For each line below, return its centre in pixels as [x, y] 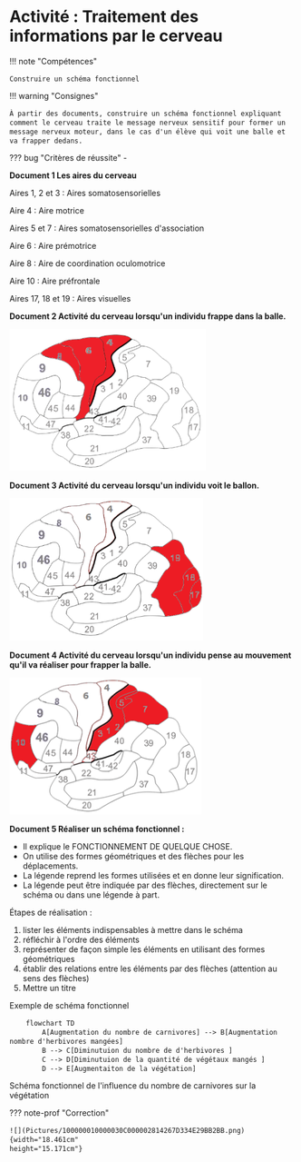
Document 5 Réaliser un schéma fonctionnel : [97, 829]
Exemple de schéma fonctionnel [69, 1005]
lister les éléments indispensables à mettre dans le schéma [132, 929]
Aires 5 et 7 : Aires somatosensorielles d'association [107, 228]
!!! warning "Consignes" [54, 95]
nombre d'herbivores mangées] [67, 1041]
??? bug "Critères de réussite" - [68, 157]
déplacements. [50, 866]
